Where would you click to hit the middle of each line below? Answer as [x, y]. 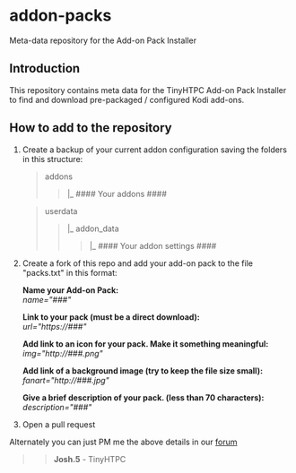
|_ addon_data [93, 228]
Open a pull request [59, 424]
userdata [61, 211]
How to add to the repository [91, 128]
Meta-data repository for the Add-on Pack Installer [103, 40]
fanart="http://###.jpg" [65, 380]
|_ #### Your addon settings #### [153, 245]
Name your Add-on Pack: [70, 290]
